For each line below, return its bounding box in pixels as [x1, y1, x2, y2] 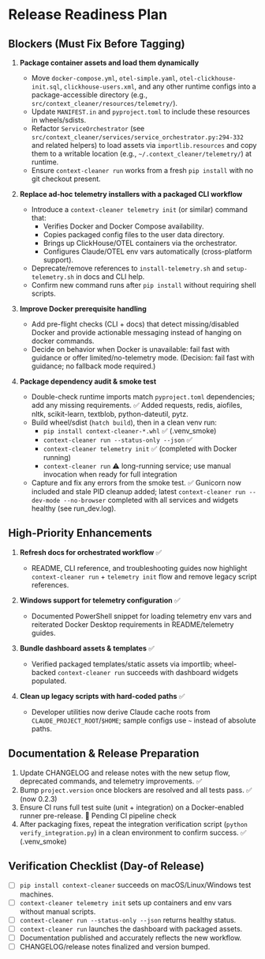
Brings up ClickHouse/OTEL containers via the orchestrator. [43, 239, 238, 247]
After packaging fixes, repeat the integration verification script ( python [19, 819, 248, 829]
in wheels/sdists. [31, 115, 87, 124]
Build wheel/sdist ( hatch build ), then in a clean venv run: [31, 417, 217, 427]
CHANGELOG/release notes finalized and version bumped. [19, 942, 211, 951]
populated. [31, 676, 67, 685]
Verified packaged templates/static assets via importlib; [31, 659, 213, 669]
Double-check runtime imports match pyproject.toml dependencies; [31, 392, 255, 401]
